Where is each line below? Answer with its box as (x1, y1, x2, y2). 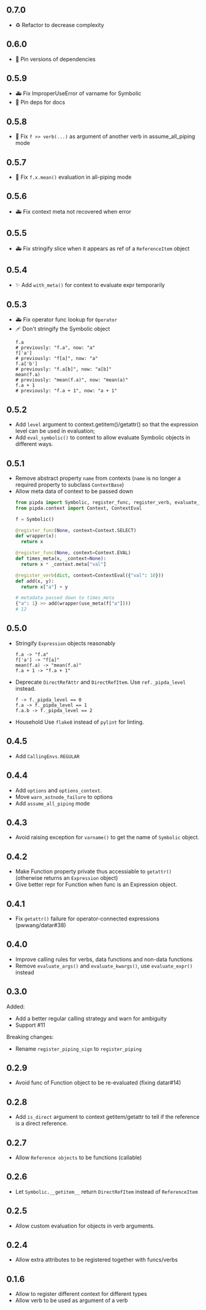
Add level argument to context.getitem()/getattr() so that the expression (15, 421, 199, 428)
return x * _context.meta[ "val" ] (21, 561, 107, 567)
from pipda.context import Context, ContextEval (15, 505, 142, 511)
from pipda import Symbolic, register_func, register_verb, (15, 499, 172, 506)
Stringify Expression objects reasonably (15, 639, 116, 647)
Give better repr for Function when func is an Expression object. (15, 881, 178, 888)
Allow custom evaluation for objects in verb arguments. (15, 1222, 155, 1230)
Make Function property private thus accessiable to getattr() (15, 868, 172, 875)
